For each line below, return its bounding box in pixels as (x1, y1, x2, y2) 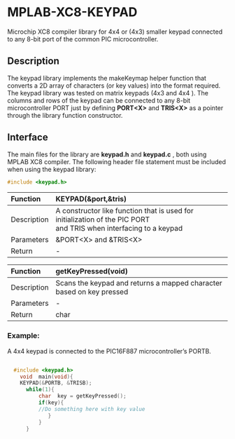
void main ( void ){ (20, 373, 73, 380)
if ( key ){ (38, 399, 64, 407)
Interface (7, 131, 48, 144)
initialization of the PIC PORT (55, 215, 150, 224)
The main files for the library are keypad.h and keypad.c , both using (7, 150, 207, 158)
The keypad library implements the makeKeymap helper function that (7, 74, 206, 82)
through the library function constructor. (7, 111, 123, 119)
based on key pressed (55, 287, 129, 297)
